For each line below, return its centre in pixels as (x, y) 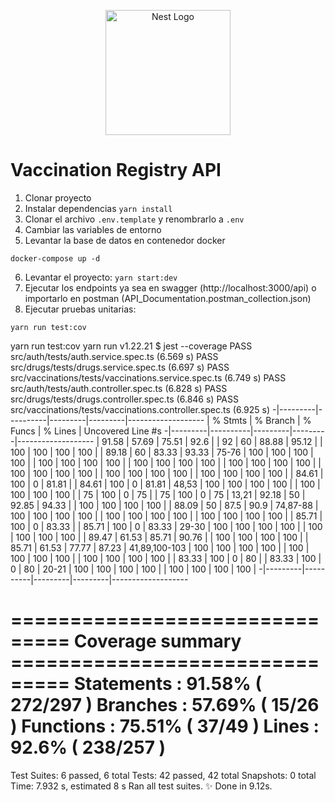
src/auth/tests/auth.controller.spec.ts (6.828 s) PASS (119, 388)
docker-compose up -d (55, 258)
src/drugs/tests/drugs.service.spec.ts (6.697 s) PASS (120, 367)
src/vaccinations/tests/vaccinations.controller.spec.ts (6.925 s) (140, 409)
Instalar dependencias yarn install (98, 208)
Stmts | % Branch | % (267, 420)
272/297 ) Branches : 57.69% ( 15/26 (165, 705)
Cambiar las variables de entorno (93, 229)
